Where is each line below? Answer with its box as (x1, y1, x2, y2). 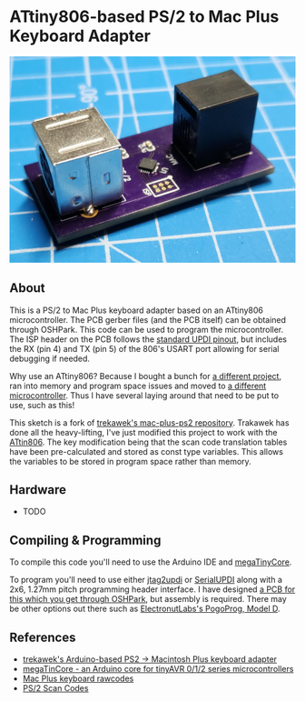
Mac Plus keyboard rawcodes (22, 673, 134, 684)
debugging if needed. (9, 353, 91, 364)
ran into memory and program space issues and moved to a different (9, 380, 267, 391)
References (9, 629, 76, 645)
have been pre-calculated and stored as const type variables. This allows (9, 446, 284, 456)
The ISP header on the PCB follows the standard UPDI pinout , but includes (9, 334, 288, 345)
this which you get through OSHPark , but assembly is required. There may (9, 594, 288, 605)
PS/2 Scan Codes (22, 683, 89, 694)
